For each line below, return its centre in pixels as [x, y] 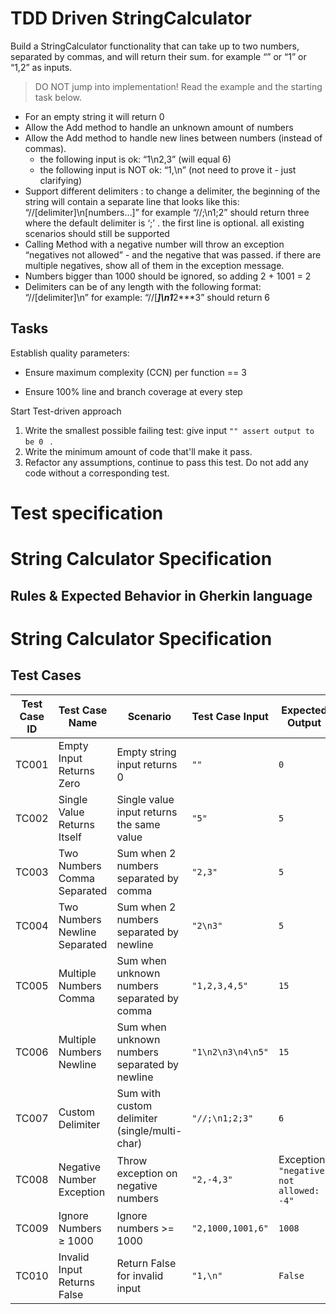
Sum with [139, 1093]
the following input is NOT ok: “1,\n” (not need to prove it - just [168, 169]
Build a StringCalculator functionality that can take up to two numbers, [155, 46]
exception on [147, 1173]
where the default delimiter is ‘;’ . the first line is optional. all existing [164, 223]
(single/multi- [149, 1130]
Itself [70, 837]
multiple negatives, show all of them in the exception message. [154, 265]
